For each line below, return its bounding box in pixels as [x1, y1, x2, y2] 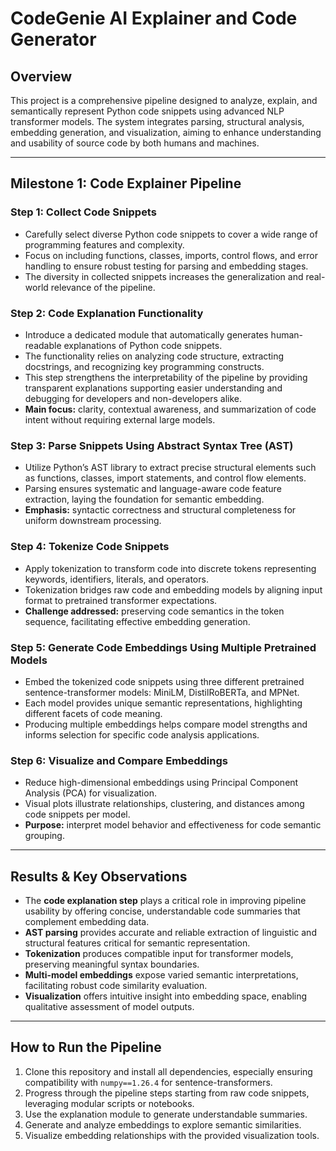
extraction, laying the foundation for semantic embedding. [24, 493, 265, 506]
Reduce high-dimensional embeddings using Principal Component [24, 777, 299, 789]
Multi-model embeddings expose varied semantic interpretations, [24, 968, 299, 981]
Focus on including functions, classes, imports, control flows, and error [24, 249, 318, 261]
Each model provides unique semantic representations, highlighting [24, 697, 303, 709]
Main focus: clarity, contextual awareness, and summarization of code [24, 403, 317, 415]
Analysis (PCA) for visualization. [24, 787, 157, 799]
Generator [10, 28, 97, 51]
